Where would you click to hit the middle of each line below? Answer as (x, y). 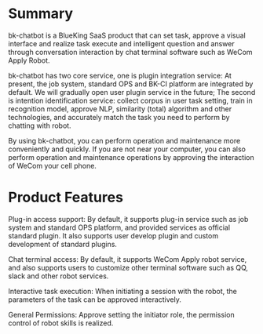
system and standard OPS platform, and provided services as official (119, 227)
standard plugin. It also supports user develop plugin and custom (113, 235)
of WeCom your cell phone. (52, 165)
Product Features (66, 198)
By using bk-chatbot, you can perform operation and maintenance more (124, 140)
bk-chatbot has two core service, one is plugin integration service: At (120, 75)
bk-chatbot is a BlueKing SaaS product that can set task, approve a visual (127, 35)
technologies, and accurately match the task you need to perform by (119, 117)
